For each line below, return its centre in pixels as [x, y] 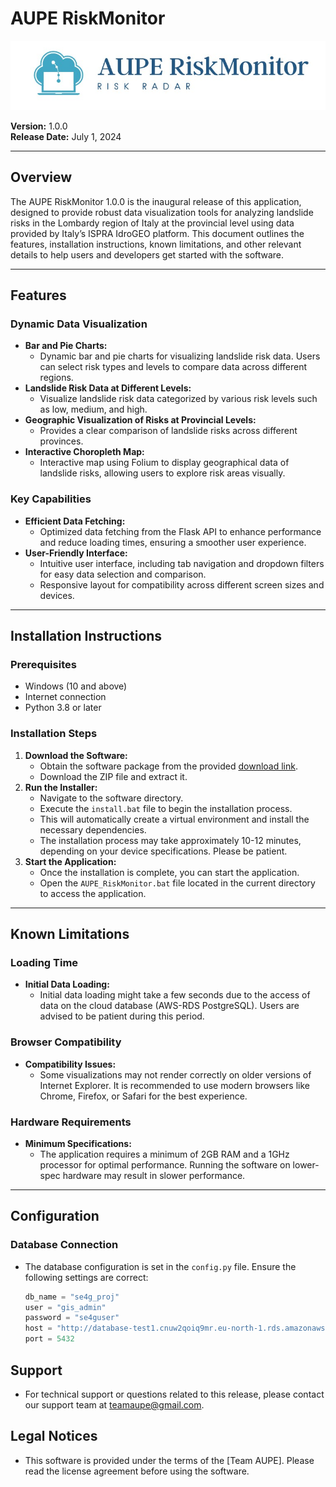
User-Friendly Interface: [76, 553]
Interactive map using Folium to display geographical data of [164, 463]
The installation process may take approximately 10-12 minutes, [170, 840]
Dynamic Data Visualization [79, 324]
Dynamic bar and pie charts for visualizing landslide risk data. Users [180, 356]
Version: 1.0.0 [39, 126]
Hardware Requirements [71, 1122]
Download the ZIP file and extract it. [113, 776]
